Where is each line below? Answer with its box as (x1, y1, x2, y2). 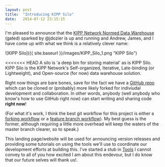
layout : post (5, 7, 32, 12)
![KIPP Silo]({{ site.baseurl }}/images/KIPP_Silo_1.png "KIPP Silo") (5, 50, 137, 56)
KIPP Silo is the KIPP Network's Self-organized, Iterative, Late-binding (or (5, 65, 155, 71)
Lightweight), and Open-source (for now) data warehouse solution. (5, 70, 142, 76)
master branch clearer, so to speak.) (5, 126, 79, 132)
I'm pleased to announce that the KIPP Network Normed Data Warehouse (5, 30, 155, 36)
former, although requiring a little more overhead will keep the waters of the (5, 121, 159, 127)
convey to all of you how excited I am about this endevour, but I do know (5, 152, 153, 158)
